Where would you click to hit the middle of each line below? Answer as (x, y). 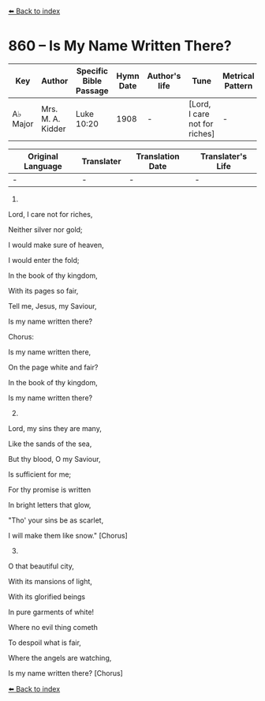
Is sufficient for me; (40, 474)
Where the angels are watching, (60, 658)
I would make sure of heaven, (56, 245)
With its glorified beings (47, 596)
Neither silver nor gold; (45, 229)
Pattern (239, 85)
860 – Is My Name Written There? (120, 46)
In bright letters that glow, (50, 504)
